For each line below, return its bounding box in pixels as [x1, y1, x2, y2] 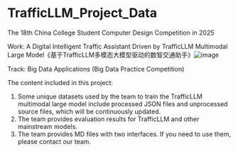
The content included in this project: [7, 78, 114, 86]
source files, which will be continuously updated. [17, 107, 161, 115]
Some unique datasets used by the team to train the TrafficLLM [17, 92, 203, 101]
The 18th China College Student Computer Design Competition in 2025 [7, 28, 215, 37]
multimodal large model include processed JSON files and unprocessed [17, 99, 229, 108]
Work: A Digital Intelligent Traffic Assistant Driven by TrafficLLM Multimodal [7, 42, 228, 50]
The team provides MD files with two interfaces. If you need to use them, [17, 130, 232, 138]
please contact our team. [17, 137, 91, 146]
